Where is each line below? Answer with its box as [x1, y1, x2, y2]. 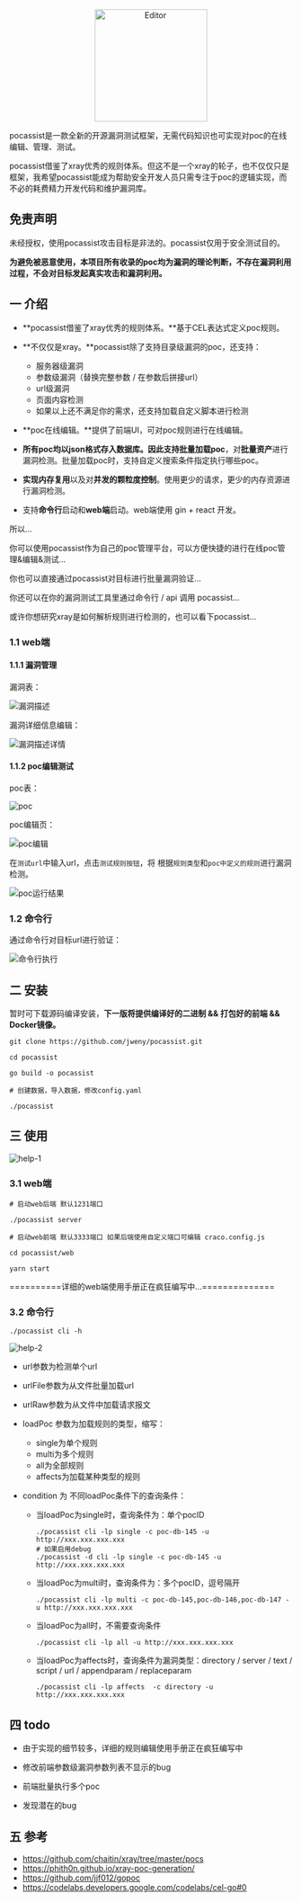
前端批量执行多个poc [22, 1781, 101, 1792]
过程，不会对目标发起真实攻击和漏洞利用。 [9, 267, 167, 278]
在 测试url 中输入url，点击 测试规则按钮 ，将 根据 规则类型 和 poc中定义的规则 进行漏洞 [9, 857, 292, 868]
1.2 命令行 [9, 912, 52, 924]
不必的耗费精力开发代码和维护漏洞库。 [9, 183, 151, 193]
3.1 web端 [9, 1177, 52, 1190]
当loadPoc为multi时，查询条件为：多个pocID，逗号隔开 [35, 1577, 241, 1588]
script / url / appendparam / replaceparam [35, 1665, 191, 1676]
